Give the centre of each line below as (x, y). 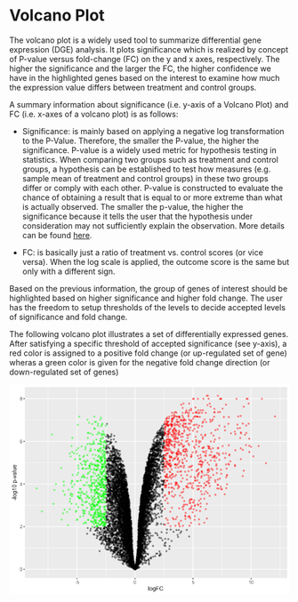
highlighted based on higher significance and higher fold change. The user (146, 298)
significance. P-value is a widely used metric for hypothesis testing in (149, 150)
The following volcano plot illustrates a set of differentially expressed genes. (149, 333)
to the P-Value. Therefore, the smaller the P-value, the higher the (141, 140)
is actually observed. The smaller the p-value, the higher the (133, 206)
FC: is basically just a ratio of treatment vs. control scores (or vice (143, 252)
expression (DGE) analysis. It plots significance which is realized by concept (149, 49)
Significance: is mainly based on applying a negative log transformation (153, 131)
